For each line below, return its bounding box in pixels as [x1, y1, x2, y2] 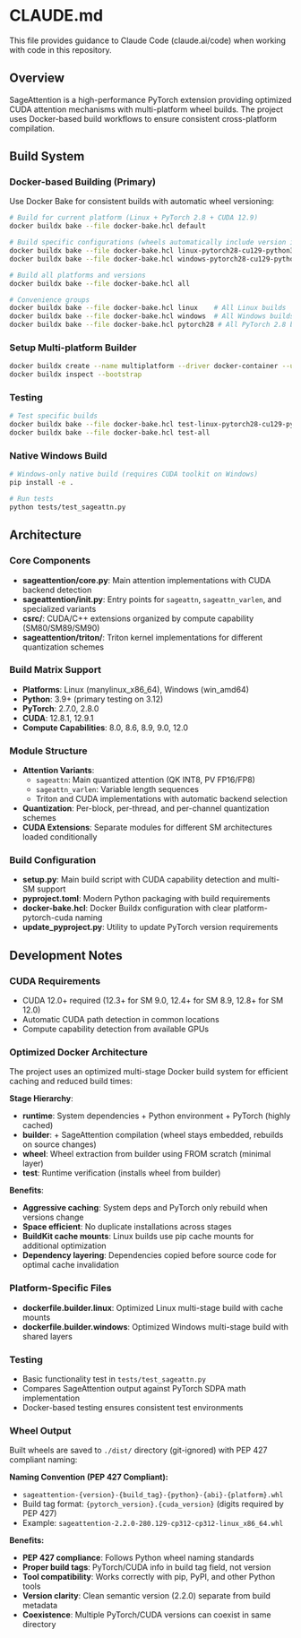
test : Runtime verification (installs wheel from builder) [21, 1168, 221, 1178]
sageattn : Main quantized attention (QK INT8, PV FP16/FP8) [35, 774, 255, 785]
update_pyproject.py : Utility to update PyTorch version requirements [21, 922, 279, 933]
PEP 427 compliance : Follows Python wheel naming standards [21, 1552, 254, 1564]
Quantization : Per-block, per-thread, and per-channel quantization [21, 803, 271, 814]
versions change [21, 1211, 84, 1223]
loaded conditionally [21, 832, 98, 842]
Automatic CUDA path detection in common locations [21, 1014, 219, 1025]
